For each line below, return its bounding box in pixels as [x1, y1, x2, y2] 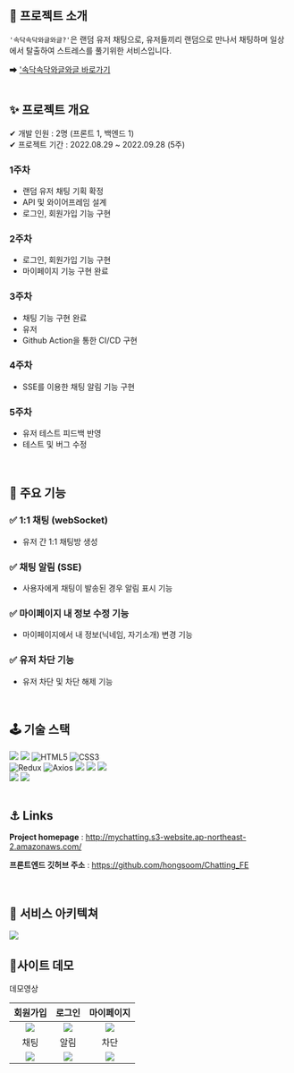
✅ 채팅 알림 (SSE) [9, 560, 82, 573]
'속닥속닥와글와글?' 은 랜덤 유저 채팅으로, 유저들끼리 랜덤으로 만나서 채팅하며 [9, 34, 268, 45]
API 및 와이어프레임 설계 [21, 196, 107, 208]
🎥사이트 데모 [9, 958, 74, 973]
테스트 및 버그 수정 [21, 439, 88, 450]
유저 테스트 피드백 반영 [21, 428, 102, 439]
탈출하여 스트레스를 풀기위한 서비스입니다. [25, 45, 172, 55]
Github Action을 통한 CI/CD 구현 [21, 335, 139, 345]
